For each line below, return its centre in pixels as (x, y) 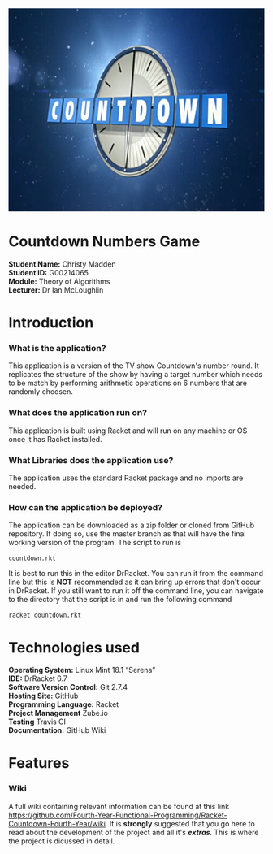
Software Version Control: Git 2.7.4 (68, 687)
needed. (22, 487)
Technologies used (74, 647)
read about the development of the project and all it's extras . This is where (134, 832)
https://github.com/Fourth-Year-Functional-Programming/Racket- (118, 815)
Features (39, 763)
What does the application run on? (78, 413)
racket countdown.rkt (45, 616)
